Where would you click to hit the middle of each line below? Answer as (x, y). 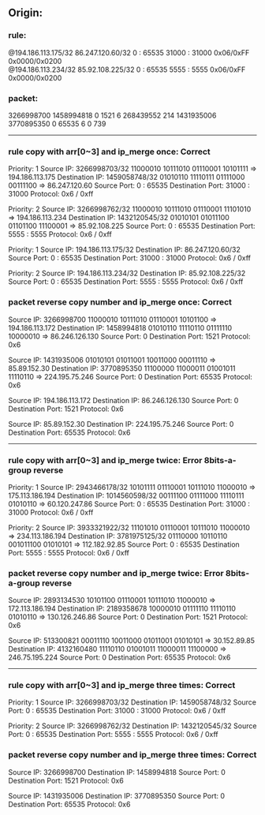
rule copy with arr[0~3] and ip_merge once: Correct (109, 151)
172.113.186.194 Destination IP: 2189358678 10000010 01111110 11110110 (122, 609)
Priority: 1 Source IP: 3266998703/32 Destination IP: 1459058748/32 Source (132, 702)
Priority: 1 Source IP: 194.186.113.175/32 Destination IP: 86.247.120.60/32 (124, 250)
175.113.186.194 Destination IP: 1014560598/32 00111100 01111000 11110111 (126, 495)
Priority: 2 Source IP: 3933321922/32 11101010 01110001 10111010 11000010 (129, 527)
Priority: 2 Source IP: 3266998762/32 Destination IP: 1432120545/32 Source (132, 726)
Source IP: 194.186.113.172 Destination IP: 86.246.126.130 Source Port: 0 (123, 400)
